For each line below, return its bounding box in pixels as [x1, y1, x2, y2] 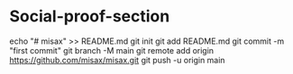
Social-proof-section [9, 6, 170, 27]
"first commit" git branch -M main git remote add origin [9, 45, 215, 55]
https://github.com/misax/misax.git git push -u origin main [9, 54, 225, 65]
